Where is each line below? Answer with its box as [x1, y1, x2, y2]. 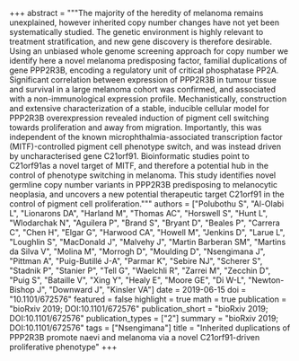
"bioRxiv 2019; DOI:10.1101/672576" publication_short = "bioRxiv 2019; [9, 304, 268, 313]
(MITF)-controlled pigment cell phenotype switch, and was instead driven [9, 141, 281, 152]
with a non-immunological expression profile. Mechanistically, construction [9, 93, 287, 104]
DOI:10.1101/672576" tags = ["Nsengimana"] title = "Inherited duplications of [9, 322, 291, 333]
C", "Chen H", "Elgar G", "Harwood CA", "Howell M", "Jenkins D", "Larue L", [9, 227, 286, 237]
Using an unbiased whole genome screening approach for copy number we [9, 46, 289, 57]
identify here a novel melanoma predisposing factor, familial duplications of [9, 56, 287, 66]
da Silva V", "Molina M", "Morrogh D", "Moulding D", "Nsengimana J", [9, 246, 266, 257]
